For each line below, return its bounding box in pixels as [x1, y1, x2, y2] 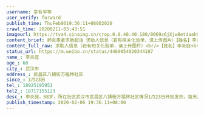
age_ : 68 [6, 60, 29, 66]
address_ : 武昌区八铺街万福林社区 [6, 71, 84, 77]
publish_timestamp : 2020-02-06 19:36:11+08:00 [6, 99, 126, 105]
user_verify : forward [6, 15, 61, 21]
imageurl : [6, 32, 32, 38]
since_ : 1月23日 [6, 77, 46, 83]
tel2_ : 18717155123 [6, 88, 56, 94]
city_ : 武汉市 [6, 65, 39, 72]
